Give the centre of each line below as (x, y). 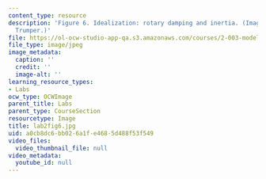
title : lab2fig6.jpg (42, 126)
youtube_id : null (44, 163)
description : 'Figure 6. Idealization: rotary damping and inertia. (123, 23)
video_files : (30, 141)
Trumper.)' (33, 30)
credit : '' (33, 67)
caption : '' (35, 60)
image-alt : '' (38, 74)
